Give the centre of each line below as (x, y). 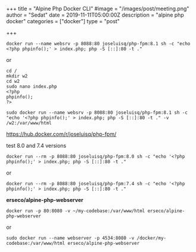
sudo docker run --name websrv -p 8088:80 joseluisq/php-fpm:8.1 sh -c (97, 113)
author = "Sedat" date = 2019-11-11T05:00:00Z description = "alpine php (95, 15)
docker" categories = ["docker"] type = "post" (63, 21)
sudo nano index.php (32, 86)
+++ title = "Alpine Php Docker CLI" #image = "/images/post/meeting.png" (98, 9)
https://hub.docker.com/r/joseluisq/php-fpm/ (61, 134)
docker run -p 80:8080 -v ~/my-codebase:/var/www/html (76, 211)
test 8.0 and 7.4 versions (36, 146)
